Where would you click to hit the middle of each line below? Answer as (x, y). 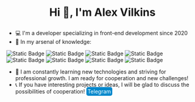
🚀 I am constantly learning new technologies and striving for (90, 72)
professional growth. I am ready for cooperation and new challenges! (102, 78)
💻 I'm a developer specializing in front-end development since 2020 (101, 33)
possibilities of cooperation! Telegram (63, 92)
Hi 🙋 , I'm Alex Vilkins (102, 12)
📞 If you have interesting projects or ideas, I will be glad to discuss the (102, 85)
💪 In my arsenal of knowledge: (53, 42)
